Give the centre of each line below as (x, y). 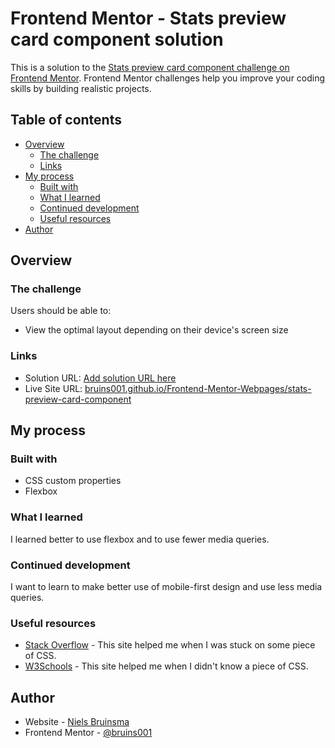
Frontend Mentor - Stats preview (148, 18)
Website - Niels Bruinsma (77, 722)
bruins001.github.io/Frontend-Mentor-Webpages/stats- (198, 388)
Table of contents (66, 120)
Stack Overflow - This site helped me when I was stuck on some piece (170, 645)
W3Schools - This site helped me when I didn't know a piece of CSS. (166, 666)
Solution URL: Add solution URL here (100, 378)
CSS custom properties (73, 481)
